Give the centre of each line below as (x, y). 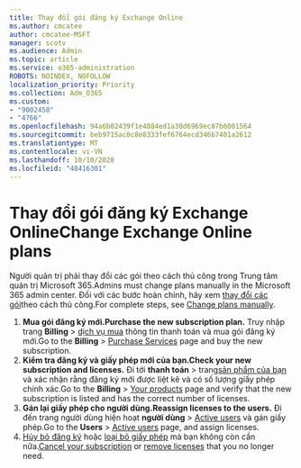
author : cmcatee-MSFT (50, 34)
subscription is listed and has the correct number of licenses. (136, 399)
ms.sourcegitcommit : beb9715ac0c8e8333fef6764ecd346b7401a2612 (131, 135)
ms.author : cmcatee (46, 26)
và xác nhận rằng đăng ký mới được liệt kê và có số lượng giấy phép (149, 380)
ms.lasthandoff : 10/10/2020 (62, 160)
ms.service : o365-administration (72, 68)
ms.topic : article (44, 59)
